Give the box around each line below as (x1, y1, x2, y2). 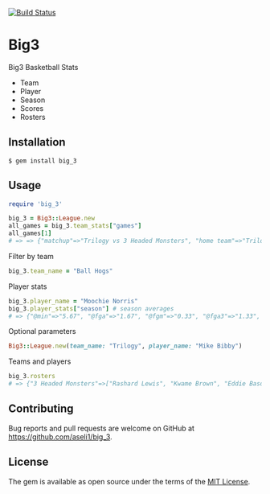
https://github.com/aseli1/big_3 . (8, 431, 112, 442)
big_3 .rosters (8, 373, 56, 381)
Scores (19, 103, 44, 113)
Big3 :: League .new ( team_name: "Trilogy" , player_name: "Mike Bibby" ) (8, 342, 243, 350)
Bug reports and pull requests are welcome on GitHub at (8, 423, 195, 433)
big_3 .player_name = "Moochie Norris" (8, 297, 138, 305)
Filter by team (8, 251, 55, 261)
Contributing (8, 402, 74, 416)
